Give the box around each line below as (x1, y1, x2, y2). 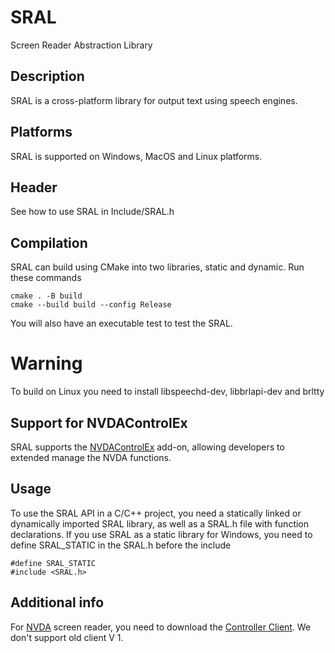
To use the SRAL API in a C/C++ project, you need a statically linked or (10, 507, 302, 519)
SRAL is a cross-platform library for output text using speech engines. (10, 94, 298, 106)
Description (10, 68, 85, 85)
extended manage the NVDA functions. (10, 451, 172, 463)
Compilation (10, 234, 88, 251)
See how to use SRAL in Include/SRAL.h (10, 206, 175, 218)
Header (10, 179, 58, 196)
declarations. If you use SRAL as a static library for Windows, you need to (10, 528, 313, 540)
